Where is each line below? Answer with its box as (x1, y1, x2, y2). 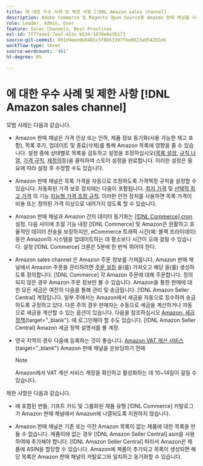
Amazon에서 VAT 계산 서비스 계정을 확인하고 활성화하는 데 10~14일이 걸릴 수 (14, 369, 197, 376)
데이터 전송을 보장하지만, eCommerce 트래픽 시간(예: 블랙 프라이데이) (31, 228, 196, 235)
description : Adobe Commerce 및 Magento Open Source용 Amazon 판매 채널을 (6, 15, 190, 21)
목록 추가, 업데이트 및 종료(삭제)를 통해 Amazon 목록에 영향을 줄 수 (25, 142, 183, 149)
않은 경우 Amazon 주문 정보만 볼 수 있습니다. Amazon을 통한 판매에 (26, 278, 186, 286)
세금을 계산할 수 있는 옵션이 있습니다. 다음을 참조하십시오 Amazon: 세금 (26, 309, 195, 316)
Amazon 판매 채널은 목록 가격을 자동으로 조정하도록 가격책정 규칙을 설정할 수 (14, 177, 197, 185)
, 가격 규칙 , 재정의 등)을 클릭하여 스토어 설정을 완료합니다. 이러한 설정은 (20, 157, 186, 164)
